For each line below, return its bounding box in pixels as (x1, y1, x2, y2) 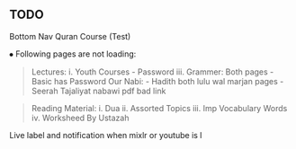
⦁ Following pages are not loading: (9, 48, 137, 59)
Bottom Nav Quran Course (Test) (9, 31, 131, 41)
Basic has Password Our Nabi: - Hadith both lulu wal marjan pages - (31, 75, 284, 86)
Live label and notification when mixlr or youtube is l (9, 129, 202, 140)
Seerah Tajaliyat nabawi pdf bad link (31, 85, 166, 96)
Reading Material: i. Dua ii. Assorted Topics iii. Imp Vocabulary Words (31, 102, 288, 113)
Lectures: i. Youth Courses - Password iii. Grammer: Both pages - (31, 66, 274, 77)
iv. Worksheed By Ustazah (31, 112, 130, 123)
